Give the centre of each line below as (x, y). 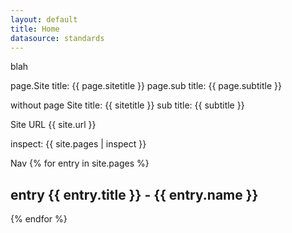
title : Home (35, 29)
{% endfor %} (39, 219)
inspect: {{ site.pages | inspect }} (78, 144)
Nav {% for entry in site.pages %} (80, 163)
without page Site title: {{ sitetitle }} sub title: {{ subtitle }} (127, 105)
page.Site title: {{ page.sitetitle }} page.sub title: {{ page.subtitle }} (146, 86)
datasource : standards (57, 38)
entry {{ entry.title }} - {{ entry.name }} (134, 194)
